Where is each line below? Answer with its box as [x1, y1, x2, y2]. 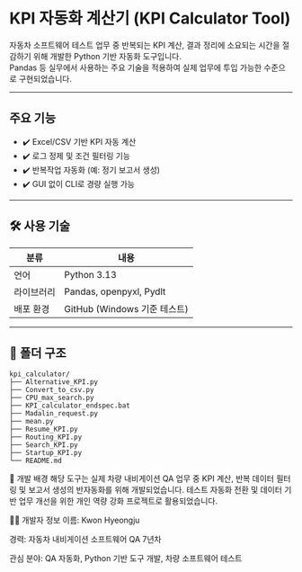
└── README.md [9, 456, 63, 466]
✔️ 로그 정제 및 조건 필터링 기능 [22, 150, 131, 161]
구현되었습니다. [18, 73, 73, 84]
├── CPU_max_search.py [9, 393, 94, 403]
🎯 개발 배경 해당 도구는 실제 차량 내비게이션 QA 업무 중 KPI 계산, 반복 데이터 [9, 473, 274, 484]
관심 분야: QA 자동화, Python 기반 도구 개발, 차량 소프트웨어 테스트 [9, 553, 243, 564]
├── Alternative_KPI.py [9, 378, 99, 387]
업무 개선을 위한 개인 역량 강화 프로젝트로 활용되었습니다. [18, 496, 218, 506]
